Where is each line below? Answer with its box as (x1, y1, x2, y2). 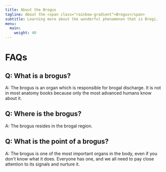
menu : (5, 21, 16, 26)
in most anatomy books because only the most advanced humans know (5, 90, 152, 96)
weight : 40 (14, 30, 37, 35)
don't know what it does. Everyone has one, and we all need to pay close (5, 156, 155, 162)
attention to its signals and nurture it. (5, 161, 80, 167)
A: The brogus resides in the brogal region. (5, 123, 93, 129)
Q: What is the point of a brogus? (5, 137, 109, 146)
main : (9, 26, 21, 31)
